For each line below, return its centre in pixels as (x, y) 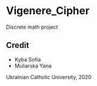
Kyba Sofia (27, 59)
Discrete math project (32, 27)
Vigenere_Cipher (48, 11)
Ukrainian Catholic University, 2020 (49, 77)
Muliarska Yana (33, 66)
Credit (18, 45)
